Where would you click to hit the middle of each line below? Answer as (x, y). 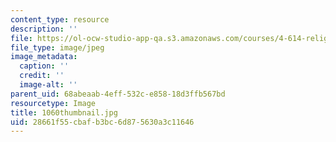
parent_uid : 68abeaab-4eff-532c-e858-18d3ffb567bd (118, 94)
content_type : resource (60, 19)
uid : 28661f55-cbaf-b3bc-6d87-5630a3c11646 (102, 122)
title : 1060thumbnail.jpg (64, 112)
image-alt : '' (48, 85)
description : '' (44, 29)
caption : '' (44, 66)
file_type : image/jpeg (57, 47)
